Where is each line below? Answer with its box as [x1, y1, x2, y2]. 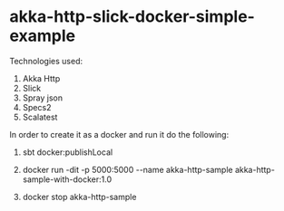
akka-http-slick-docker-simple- [9, 6, 256, 27]
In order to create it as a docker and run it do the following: [9, 129, 230, 139]
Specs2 [22, 101, 52, 112]
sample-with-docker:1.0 [22, 174, 113, 185]
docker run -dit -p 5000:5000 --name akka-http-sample [22, 164, 233, 175]
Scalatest [22, 111, 58, 122]
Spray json [22, 92, 64, 103]
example [9, 25, 76, 46]
